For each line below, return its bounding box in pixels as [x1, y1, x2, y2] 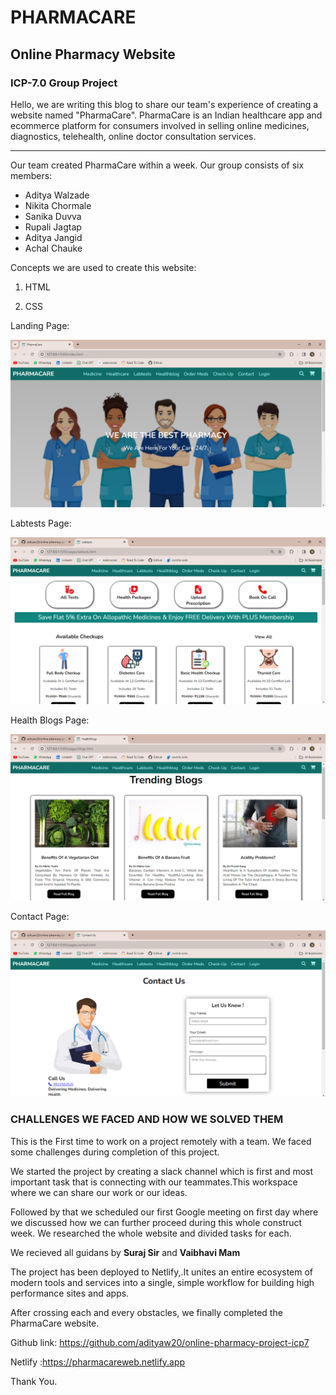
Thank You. [10, 1375, 58, 1387]
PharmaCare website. [10, 1317, 100, 1329]
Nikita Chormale [24, 199, 92, 211]
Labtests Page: [10, 517, 72, 529]
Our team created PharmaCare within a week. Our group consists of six [10, 159, 305, 171]
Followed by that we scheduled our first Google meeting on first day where [10, 1206, 319, 1218]
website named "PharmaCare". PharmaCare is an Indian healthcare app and [10, 109, 323, 121]
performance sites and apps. [10, 1287, 130, 1299]
